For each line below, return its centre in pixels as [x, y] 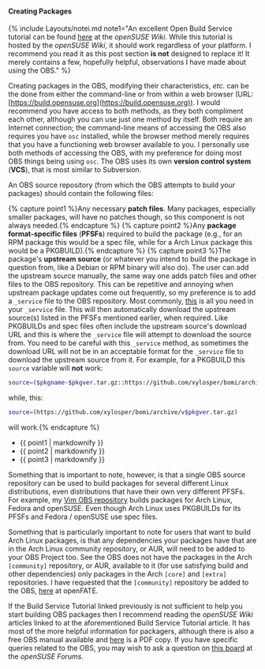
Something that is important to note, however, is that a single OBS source [127, 475]
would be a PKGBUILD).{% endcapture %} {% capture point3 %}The [119, 251]
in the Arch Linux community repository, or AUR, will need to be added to [127, 548]
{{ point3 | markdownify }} [62, 459]
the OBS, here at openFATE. [53, 590]
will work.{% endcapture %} [54, 427]
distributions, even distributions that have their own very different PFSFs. [127, 491]
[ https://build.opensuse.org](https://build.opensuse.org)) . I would [114, 103]
